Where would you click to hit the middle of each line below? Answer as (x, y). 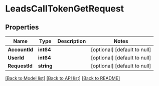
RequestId (20, 66)
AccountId (21, 49)
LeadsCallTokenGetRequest (65, 9)
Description (72, 41)
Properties (22, 27)
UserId (16, 58)
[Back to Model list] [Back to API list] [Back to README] (63, 78)
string (45, 66)
